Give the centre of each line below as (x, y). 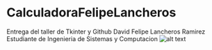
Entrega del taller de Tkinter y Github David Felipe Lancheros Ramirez (106, 32)
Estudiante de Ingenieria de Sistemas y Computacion (82, 38)
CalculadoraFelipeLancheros (91, 13)
